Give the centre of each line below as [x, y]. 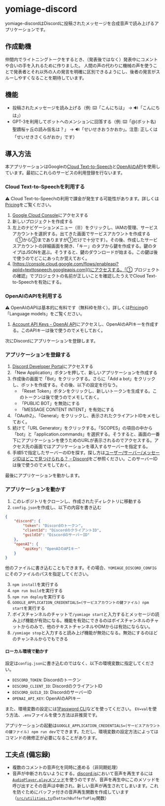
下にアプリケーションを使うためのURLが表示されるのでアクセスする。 [83, 440]
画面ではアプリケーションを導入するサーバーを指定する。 [92, 446]
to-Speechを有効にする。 [38, 282]
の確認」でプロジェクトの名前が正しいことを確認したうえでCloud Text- [84, 276]
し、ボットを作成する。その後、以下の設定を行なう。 [66, 385]
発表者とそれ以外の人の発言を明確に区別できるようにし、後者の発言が [85, 71]
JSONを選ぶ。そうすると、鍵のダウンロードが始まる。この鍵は [89, 252]
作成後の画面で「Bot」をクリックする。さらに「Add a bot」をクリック [84, 379]
